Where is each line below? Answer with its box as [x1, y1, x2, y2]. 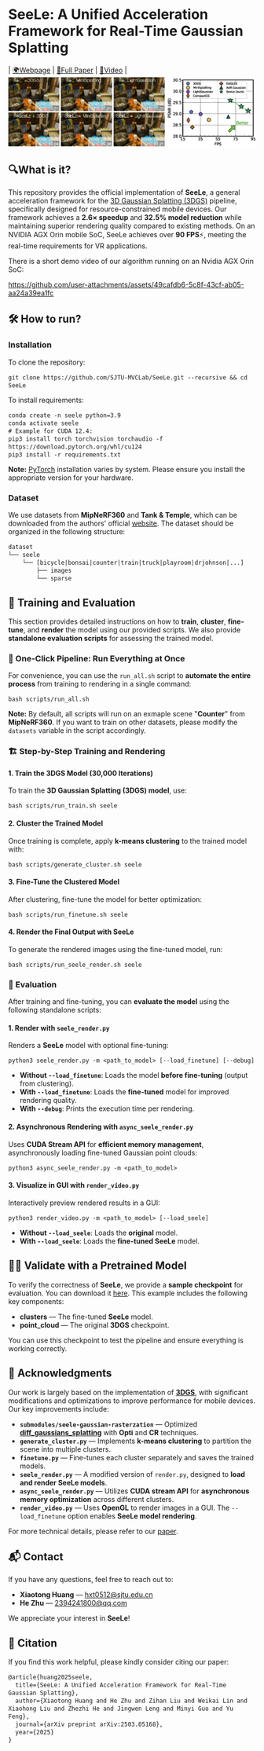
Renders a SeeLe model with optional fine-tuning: [8, 1041, 169, 1050]
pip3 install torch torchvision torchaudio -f [8, 434, 163, 443]
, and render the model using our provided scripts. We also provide [23, 625, 241, 634]
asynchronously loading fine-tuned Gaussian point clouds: [8, 1148, 198, 1157]
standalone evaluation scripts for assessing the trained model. [8, 633, 214, 643]
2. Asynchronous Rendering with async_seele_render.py [8, 1122, 194, 1132]
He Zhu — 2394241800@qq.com [19, 1599, 127, 1608]
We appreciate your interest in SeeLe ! [8, 1614, 130, 1623]
